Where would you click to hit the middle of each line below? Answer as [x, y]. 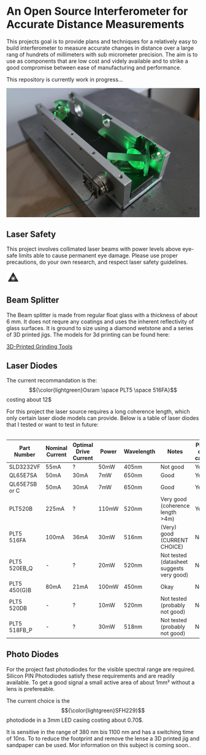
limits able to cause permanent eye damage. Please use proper [98, 256]
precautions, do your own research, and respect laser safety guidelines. [97, 262]
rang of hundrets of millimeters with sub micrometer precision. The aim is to [102, 54]
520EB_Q [21, 568]
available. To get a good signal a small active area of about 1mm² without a [101, 682]
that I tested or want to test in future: [53, 425]
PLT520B [21, 509]
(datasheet [174, 562]
